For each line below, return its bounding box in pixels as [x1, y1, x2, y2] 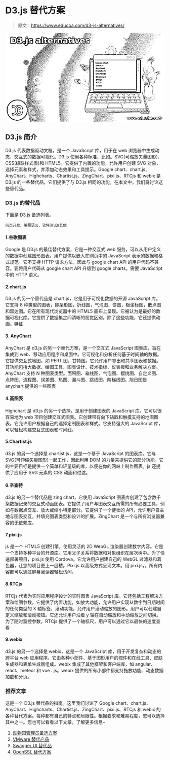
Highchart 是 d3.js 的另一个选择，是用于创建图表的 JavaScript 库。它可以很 [5, 407, 162, 413]
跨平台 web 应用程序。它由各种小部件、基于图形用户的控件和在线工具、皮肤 [5, 654, 163, 661]
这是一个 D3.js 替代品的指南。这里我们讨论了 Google [5, 700, 115, 706]
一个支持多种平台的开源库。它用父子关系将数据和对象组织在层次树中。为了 [5, 550, 160, 556]
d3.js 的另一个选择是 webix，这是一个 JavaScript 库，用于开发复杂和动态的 [5, 648, 161, 654]
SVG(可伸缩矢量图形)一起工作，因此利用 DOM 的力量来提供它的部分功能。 [5, 457, 159, 463]
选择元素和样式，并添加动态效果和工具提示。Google [5, 166, 114, 172]
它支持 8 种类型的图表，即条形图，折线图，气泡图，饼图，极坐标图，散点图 [5, 302, 161, 308]
